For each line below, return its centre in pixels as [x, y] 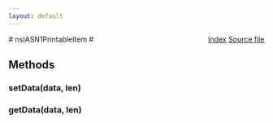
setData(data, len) [45, 88]
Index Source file [236, 39]
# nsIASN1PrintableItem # [51, 39]
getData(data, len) [45, 109]
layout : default [36, 16]
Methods [32, 65]
